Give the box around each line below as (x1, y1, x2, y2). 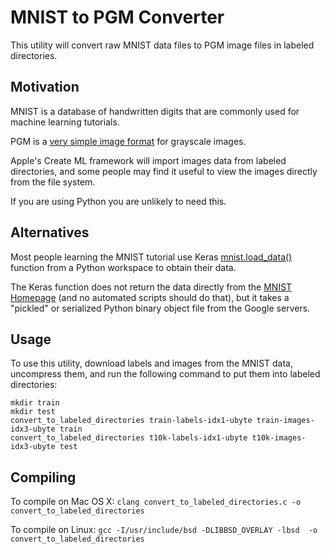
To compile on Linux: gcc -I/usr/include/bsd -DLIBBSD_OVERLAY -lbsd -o (10, 524, 318, 536)
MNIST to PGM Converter (10, 6, 225, 29)
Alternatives (10, 224, 90, 241)
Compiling (10, 469, 77, 486)
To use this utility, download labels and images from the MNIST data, (10, 357, 293, 370)
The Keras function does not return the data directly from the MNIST (10, 281, 293, 293)
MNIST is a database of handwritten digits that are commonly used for (10, 105, 300, 117)
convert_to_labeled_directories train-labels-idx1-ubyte (10, 416, 253, 426)
